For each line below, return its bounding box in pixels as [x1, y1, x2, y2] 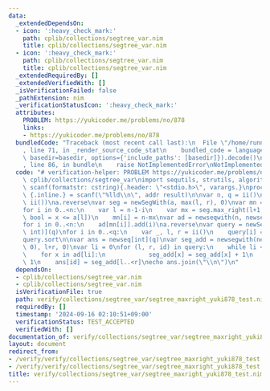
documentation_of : [8, 332, 70, 341]
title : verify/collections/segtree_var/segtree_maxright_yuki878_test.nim [8, 370, 264, 378]
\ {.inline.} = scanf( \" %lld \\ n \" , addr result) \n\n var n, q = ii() [22, 190, 257, 199]
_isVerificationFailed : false [15, 86, 117, 95]
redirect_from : [8, 348, 59, 356]
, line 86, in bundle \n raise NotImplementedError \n [22, 161, 215, 169]
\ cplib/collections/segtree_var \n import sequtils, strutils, [22, 176, 235, 185]
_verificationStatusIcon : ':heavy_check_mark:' [15, 101, 178, 109]
